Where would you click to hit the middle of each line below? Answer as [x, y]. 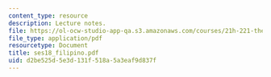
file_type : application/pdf [56, 38]
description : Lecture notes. [57, 23]
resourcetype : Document [48, 46]
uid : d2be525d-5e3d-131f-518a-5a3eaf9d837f [83, 61]
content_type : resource [48, 16]
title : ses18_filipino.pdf [54, 53]
